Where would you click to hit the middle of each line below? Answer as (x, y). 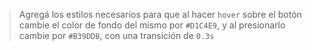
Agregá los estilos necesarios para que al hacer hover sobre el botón (160, 14)
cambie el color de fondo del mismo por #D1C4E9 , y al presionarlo (152, 25)
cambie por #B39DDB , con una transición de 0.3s (116, 35)
